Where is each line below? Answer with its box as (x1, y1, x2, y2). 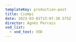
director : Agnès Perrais (5, 20, 56, 26)
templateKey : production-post (5, 7, 67, 12)
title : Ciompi (5, 12, 34, 16)
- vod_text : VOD (9, 29, 43, 34)
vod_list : (5, 25, 25, 30)
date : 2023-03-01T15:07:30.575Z (5, 16, 71, 21)
